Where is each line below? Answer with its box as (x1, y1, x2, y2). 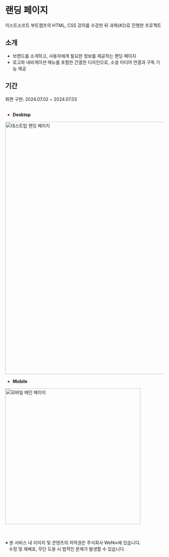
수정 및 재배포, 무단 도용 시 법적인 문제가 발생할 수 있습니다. (9, 546, 126, 552)
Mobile (12, 378, 28, 384)
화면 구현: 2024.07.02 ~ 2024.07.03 (5, 96, 77, 102)
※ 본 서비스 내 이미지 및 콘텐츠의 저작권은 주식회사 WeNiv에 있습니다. (5, 539, 141, 545)
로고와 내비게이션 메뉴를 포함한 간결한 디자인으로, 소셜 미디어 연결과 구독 (12, 59, 155, 65)
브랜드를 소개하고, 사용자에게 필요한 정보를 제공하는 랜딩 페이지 (12, 53, 137, 59)
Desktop (12, 112, 31, 118)
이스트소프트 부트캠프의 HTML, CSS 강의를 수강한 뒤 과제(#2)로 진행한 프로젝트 (5, 22, 161, 28)
